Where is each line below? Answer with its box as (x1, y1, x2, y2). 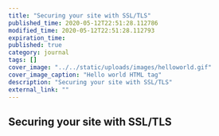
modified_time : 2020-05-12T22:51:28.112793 (8, 26, 155, 34)
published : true (8, 41, 62, 49)
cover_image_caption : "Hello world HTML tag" (8, 71, 162, 79)
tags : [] (8, 56, 37, 64)
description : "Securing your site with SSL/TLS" (8, 78, 173, 86)
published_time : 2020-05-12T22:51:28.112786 (8, 19, 158, 27)
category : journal (8, 49, 69, 56)
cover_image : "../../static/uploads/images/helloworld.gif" (8, 64, 213, 72)
